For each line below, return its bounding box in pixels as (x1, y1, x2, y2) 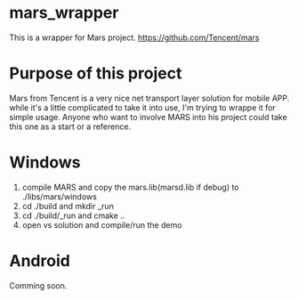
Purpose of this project (9, 63, 182, 84)
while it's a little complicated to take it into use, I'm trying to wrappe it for (9, 101, 276, 113)
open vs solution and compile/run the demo (21, 219, 182, 230)
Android (9, 251, 71, 271)
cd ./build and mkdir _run (21, 200, 114, 211)
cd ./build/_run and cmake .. (21, 210, 125, 221)
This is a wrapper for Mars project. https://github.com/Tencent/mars (9, 32, 260, 43)
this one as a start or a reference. (9, 121, 132, 132)
